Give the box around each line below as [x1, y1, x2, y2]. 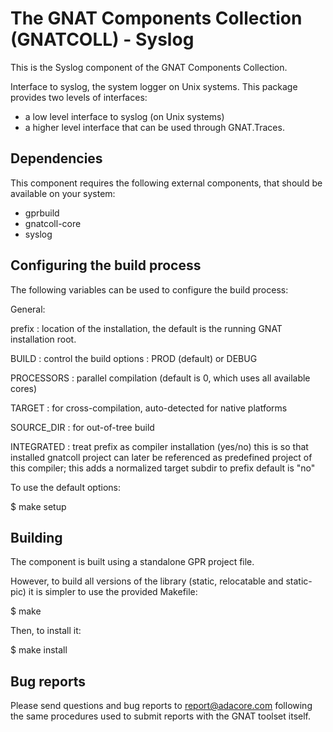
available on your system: [10, 187, 116, 199]
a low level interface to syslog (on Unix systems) [24, 110, 225, 122]
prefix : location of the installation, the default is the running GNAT [10, 322, 283, 334]
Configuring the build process [10, 257, 202, 274]
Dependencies [10, 150, 103, 167]
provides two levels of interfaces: [10, 91, 148, 103]
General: [10, 303, 46, 315]
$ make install [10, 644, 68, 656]
